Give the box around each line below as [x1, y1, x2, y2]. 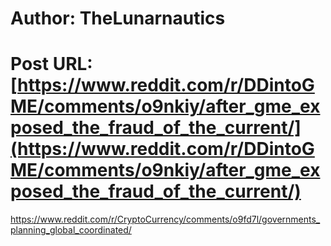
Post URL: [10, 53, 93, 76]
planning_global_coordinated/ [10, 224, 132, 236]
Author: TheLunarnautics [10, 7, 226, 30]
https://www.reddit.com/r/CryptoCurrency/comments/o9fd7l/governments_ [10, 213, 321, 226]
